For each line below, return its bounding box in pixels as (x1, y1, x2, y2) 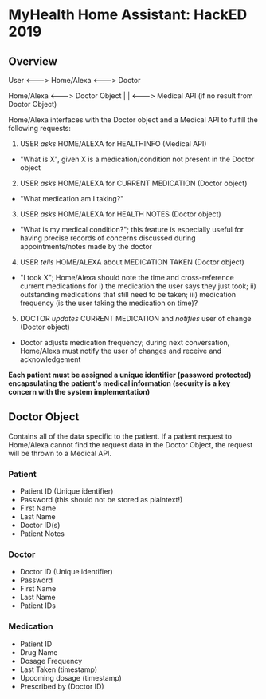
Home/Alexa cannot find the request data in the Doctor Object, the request (8, 439, 253, 449)
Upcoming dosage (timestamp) (19, 673, 122, 682)
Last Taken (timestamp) (19, 665, 98, 674)
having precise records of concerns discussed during (19, 233, 196, 243)
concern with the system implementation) (8, 387, 151, 396)
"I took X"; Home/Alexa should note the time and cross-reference (19, 273, 235, 282)
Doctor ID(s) (19, 521, 61, 530)
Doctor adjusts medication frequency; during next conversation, (19, 338, 230, 347)
